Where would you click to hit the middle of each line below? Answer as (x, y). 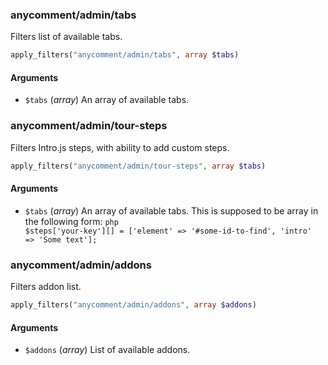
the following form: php (71, 221)
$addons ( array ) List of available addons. (107, 350)
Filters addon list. (46, 287)
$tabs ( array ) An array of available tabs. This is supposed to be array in (171, 210)
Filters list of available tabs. (66, 37)
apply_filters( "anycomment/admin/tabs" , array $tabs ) (125, 55)
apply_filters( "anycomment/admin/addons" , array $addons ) (133, 305)
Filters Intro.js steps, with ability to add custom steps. (120, 147)
